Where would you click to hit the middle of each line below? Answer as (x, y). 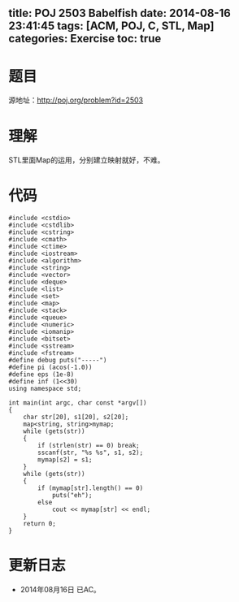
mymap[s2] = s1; (65, 460)
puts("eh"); (72, 496)
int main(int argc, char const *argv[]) (78, 403)
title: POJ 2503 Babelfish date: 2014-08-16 (120, 13)
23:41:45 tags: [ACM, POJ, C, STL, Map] (111, 26)
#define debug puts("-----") (58, 361)
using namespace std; (45, 389)
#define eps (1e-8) (41, 375)
